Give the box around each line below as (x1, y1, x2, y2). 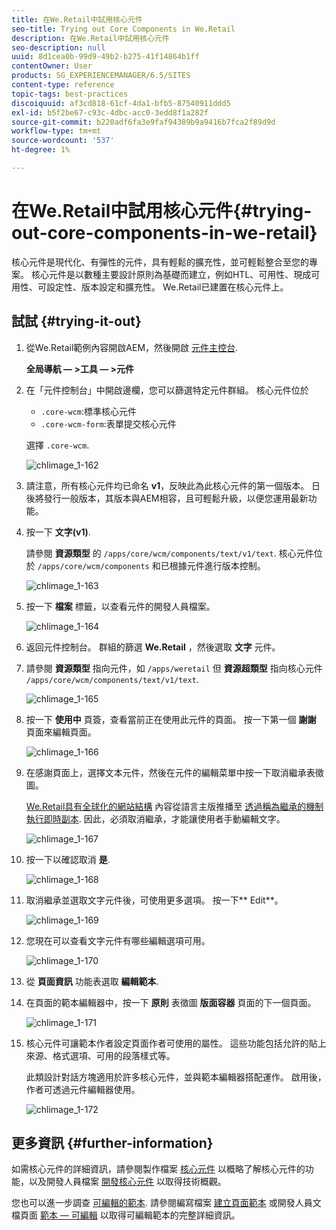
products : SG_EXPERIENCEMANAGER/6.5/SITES (11, 71, 191, 81)
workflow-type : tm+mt (11, 126, 102, 136)
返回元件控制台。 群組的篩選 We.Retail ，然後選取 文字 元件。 (25, 641, 281, 653)
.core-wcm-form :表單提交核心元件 (40, 417, 177, 430)
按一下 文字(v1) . (25, 526, 91, 538)
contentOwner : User (11, 61, 93, 71)
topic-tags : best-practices (11, 89, 129, 99)
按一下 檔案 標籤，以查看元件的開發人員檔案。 (25, 600, 216, 612)
